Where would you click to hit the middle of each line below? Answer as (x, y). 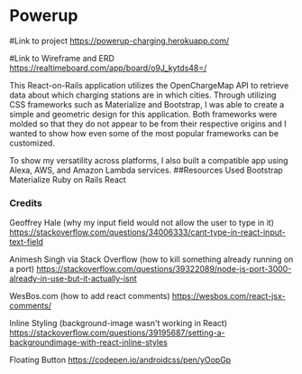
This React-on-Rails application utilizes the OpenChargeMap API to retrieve (149, 85)
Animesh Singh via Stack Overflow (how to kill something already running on (151, 259)
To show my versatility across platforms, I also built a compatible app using (149, 160)
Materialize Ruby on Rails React (68, 179)
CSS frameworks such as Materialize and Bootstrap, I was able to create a (147, 104)
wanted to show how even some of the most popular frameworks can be (144, 133)
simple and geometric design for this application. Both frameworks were (143, 114)
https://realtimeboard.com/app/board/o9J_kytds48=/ (108, 68)
